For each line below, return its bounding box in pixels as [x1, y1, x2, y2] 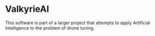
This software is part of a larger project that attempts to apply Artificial [5, 20, 150, 26]
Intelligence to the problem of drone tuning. [5, 25, 95, 31]
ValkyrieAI [5, 3, 49, 15]
